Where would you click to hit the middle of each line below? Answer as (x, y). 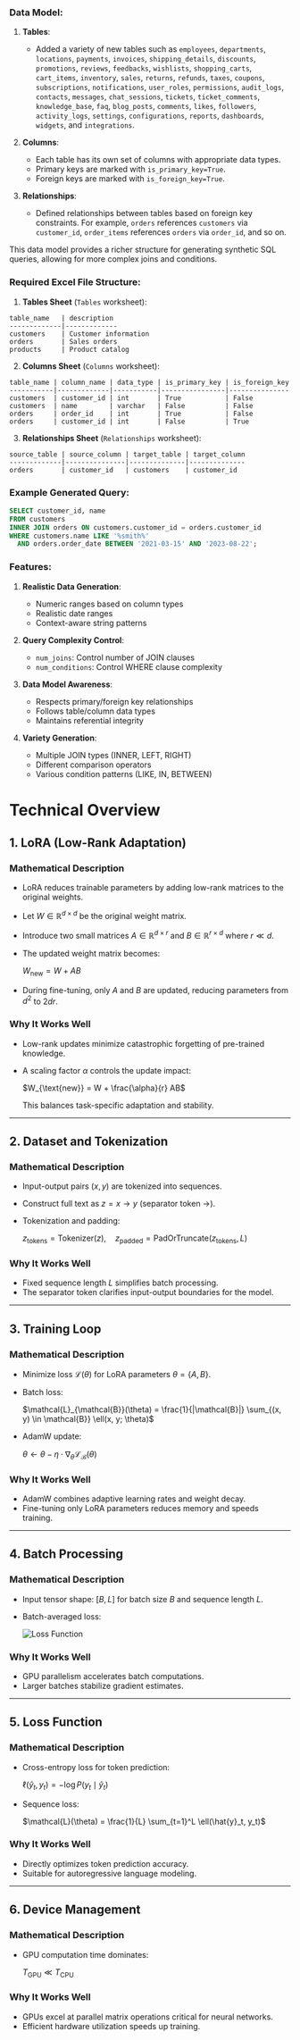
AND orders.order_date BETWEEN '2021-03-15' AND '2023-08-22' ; (137, 544)
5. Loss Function (56, 1722)
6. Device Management (75, 1910)
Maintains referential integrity (90, 720)
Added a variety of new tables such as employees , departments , (150, 49)
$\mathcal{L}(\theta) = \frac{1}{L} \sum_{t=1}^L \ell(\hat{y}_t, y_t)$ (144, 1821)
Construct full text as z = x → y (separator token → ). (119, 1204)
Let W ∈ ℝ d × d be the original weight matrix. (104, 915)
